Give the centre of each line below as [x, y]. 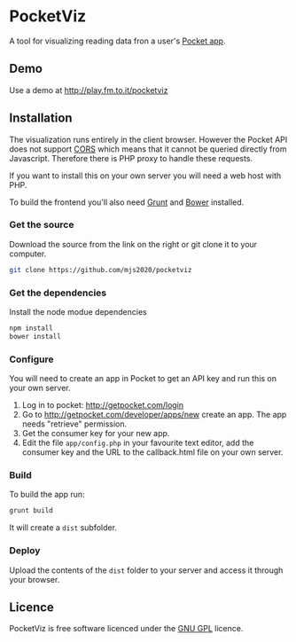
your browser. [35, 579]
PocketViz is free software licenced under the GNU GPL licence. [126, 629]
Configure [31, 359]
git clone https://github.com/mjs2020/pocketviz [101, 270]
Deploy [25, 551]
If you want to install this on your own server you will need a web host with [145, 176]
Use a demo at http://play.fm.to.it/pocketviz [89, 90]
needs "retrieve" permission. [74, 424]
